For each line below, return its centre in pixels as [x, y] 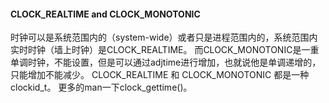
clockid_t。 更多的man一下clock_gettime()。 [101, 87]
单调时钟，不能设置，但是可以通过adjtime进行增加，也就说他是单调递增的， [166, 62]
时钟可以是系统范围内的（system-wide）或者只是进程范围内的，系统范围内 [164, 37]
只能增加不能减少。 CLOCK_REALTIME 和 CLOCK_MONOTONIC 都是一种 [160, 75]
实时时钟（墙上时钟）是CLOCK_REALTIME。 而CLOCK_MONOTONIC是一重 [165, 50]
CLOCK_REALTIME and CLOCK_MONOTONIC [105, 14]
